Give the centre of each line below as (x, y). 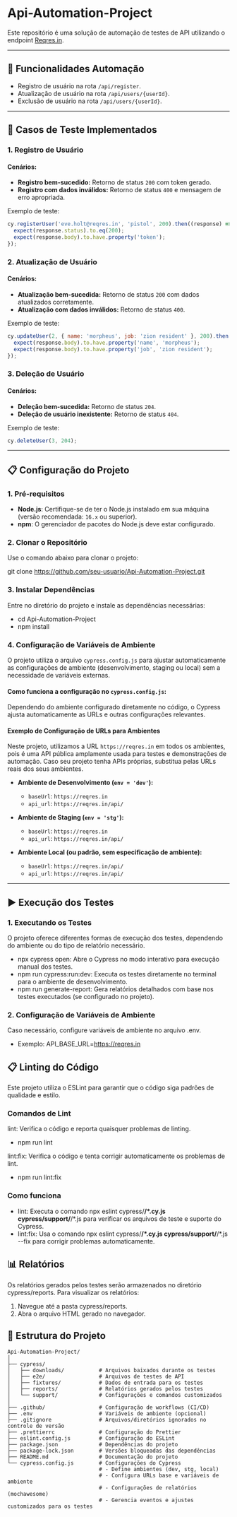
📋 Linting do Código (53, 1067)
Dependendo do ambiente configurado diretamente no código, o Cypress (114, 707)
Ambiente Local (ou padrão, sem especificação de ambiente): (110, 852)
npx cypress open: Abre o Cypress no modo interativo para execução (119, 960)
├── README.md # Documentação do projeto (93, 1457)
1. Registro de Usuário (45, 150)
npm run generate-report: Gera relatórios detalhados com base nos (115, 989)
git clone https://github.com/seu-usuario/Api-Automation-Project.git (106, 572)
